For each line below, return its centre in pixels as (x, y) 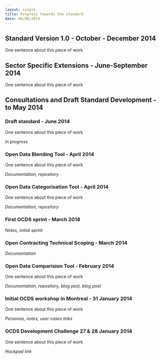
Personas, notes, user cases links (39, 319)
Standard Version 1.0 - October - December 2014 (81, 38)
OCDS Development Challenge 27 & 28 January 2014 (69, 331)
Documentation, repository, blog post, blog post (53, 286)
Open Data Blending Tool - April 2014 (50, 154)
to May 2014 (24, 108)
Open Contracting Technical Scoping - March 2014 (66, 243)
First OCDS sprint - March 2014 (43, 220)
